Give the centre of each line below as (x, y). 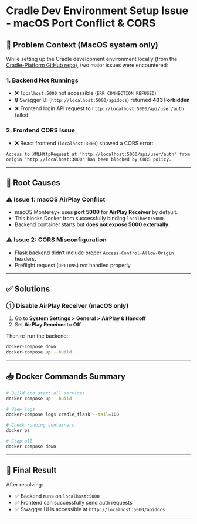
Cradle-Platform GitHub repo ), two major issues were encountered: (87, 65)
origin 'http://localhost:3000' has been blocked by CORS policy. (89, 159)
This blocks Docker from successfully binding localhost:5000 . (90, 219)
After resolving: (25, 484)
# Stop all (19, 441)
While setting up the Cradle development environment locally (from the (92, 59)
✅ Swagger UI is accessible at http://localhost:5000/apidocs (90, 509)
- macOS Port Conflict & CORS (81, 23)
